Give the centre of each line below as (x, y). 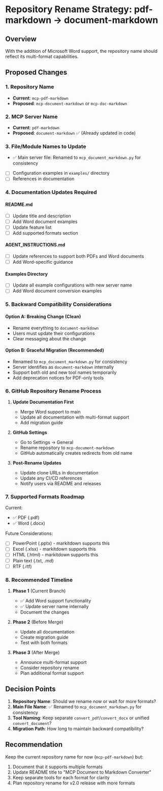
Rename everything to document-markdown (56, 328)
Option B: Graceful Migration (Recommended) (55, 350)
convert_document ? (32, 723)
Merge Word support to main (50, 412)
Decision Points (30, 689)
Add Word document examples (45, 222)
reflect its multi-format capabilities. (42, 56)
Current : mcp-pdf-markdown (40, 98)
